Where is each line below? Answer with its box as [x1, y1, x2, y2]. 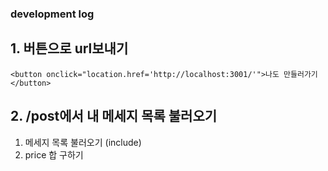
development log [10, 7, 95, 21]
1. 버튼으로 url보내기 [10, 40, 129, 57]
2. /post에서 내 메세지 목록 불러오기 [10, 108, 218, 125]
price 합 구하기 [24, 148, 84, 161]
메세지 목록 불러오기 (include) [24, 136, 142, 148]
